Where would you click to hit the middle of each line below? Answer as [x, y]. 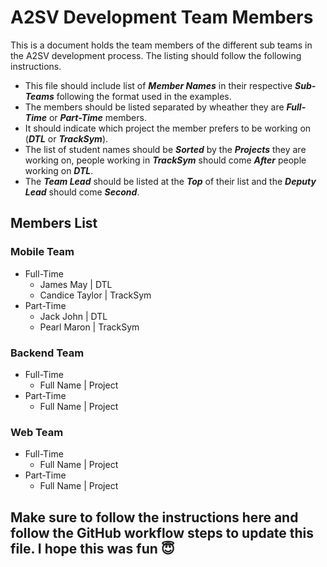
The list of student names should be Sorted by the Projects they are [165, 149]
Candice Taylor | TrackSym [95, 295]
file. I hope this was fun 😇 [92, 548]
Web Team [37, 432]
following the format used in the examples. [144, 96]
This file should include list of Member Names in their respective [158, 85]
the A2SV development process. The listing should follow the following [156, 55]
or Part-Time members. [97, 117]
